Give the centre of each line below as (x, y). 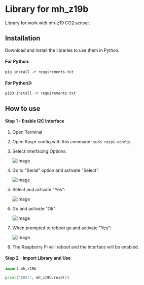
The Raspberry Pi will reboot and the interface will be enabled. (75, 247)
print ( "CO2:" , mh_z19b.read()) (37, 278)
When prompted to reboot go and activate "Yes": (62, 228)
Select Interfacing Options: (39, 151)
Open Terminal (27, 132)
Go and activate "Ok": (34, 208)
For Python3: (19, 83)
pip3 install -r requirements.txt (41, 93)
